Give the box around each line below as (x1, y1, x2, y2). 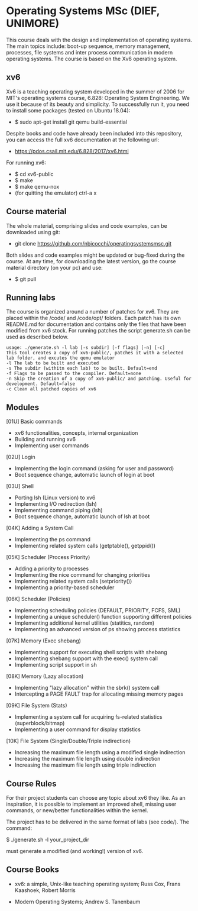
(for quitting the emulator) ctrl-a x (14, 189, 97, 196)
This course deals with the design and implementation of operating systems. (6, 36, 193, 43)
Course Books (6, 865, 59, 875)
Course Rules (6, 778, 57, 789)
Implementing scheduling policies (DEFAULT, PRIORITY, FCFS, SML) (14, 607, 181, 614)
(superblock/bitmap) (14, 720, 65, 727)
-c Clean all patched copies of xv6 (6, 386, 96, 392)
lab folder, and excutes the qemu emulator (6, 355, 115, 361)
